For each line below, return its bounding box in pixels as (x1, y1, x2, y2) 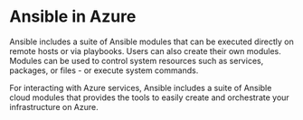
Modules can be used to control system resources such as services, (9, 55, 264, 66)
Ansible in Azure (9, 6, 137, 27)
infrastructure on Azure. (9, 101, 99, 112)
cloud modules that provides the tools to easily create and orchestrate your (9, 92, 289, 103)
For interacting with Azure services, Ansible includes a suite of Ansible (9, 82, 272, 93)
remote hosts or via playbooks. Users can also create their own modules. (9, 45, 282, 56)
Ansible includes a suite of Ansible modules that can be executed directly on (9, 36, 294, 47)
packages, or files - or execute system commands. (9, 65, 199, 76)
